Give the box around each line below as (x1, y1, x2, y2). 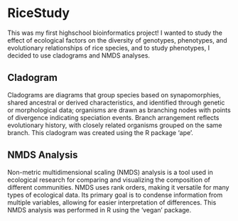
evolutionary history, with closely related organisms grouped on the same (7, 121, 222, 129)
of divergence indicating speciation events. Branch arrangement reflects (7, 113, 220, 122)
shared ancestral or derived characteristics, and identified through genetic (7, 98, 225, 107)
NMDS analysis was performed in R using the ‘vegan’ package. (7, 205, 192, 214)
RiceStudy (7, 5, 70, 21)
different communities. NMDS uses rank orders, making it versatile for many (7, 183, 229, 191)
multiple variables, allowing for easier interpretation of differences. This (7, 198, 217, 207)
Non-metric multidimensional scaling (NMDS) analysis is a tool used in (7, 168, 213, 176)
